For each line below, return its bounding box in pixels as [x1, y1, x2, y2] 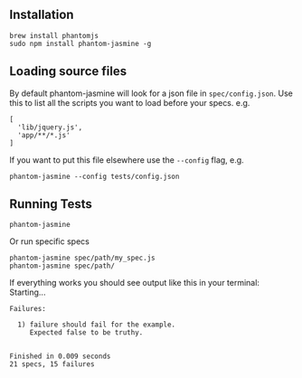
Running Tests [9, 196, 92, 212]
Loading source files [9, 63, 127, 80]
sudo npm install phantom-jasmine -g [9, 39, 152, 48]
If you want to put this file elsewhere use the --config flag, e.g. [9, 154, 244, 165]
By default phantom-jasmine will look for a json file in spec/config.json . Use [9, 88, 294, 99]
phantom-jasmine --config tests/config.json [9, 172, 180, 181]
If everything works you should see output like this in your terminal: [9, 278, 260, 288]
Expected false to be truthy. [29, 328, 144, 337]
